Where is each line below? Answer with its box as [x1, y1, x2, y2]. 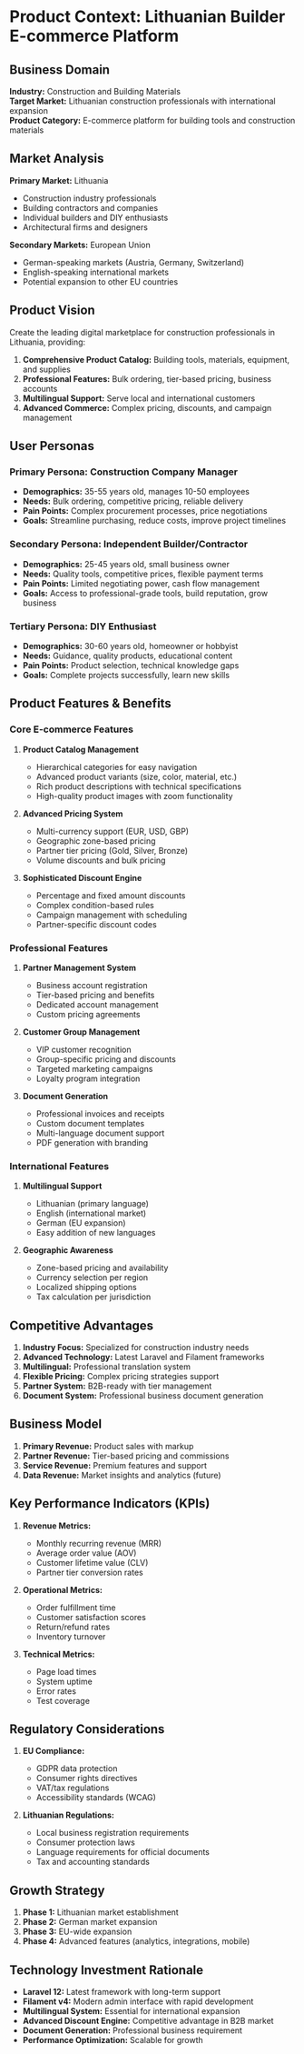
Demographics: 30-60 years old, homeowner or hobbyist [22, 640, 239, 651]
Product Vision [9, 303, 95, 318]
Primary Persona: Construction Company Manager [9, 466, 239, 478]
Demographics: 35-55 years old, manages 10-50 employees [22, 486, 250, 497]
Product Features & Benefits [9, 696, 172, 711]
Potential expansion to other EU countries [22, 276, 179, 287]
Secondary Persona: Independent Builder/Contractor [9, 538, 248, 551]
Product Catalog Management [22, 744, 139, 755]
